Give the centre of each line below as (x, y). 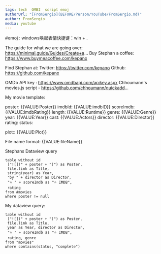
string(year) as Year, (31, 173)
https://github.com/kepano (32, 73)
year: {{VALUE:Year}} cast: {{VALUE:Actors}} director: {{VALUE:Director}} (80, 117)
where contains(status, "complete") (43, 247)
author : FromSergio (25, 19)
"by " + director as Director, (39, 178)
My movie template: (25, 97)
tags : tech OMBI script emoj (37, 10)
